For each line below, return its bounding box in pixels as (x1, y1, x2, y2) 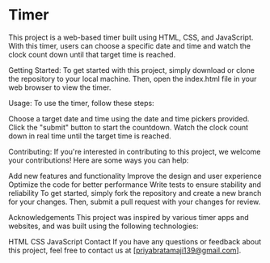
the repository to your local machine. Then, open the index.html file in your (8, 74, 257, 83)
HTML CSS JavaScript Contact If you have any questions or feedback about (8, 236, 262, 246)
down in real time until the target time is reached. (8, 131, 171, 141)
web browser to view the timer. (8, 83, 112, 92)
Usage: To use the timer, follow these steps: (8, 98, 155, 108)
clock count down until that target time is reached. (8, 49, 176, 59)
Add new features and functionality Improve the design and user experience (8, 171, 262, 180)
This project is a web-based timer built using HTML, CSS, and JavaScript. (8, 32, 254, 42)
